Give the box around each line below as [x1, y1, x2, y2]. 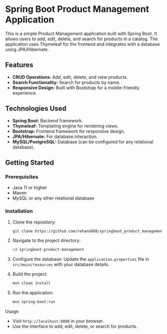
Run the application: [12, 290, 54, 296]
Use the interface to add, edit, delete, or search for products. [12, 324, 138, 330]
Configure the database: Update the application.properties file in [12, 256, 150, 262]
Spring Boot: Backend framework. [12, 117, 83, 123]
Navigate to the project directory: [12, 237, 81, 243]
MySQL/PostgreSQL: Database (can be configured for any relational [12, 138, 154, 145]
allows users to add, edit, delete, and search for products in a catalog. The [5, 36, 158, 42]
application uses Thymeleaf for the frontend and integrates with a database [5, 41, 161, 47]
